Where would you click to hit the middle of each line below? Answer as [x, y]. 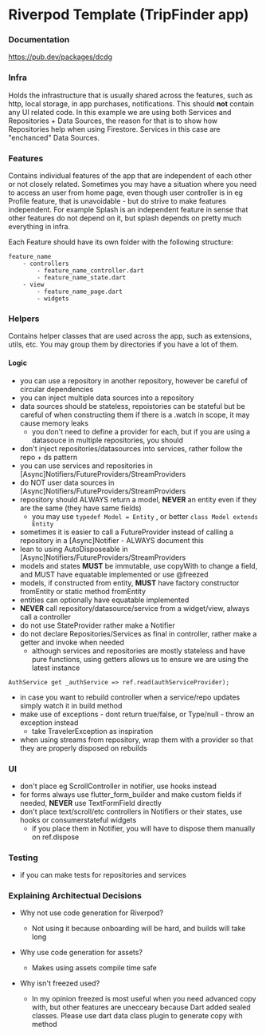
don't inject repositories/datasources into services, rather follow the [131, 448]
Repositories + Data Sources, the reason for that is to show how [113, 121]
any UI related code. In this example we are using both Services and [120, 112]
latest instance [56, 668]
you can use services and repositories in [86, 466]
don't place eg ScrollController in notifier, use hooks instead [118, 786]
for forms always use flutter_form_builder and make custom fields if [131, 794]
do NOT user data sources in [67, 482]
